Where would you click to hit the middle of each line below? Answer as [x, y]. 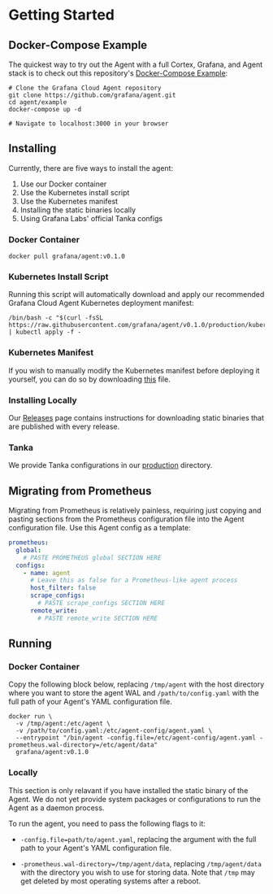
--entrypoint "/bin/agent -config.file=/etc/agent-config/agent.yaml [136, 738]
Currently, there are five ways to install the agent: [91, 168]
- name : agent [47, 573]
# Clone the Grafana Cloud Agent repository [85, 88]
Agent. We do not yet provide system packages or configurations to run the [135, 799]
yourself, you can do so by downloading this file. [89, 379]
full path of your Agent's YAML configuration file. [90, 702]
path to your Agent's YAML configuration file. [96, 848]
